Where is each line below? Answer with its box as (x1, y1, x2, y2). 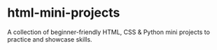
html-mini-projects (7, 5, 120, 21)
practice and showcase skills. (7, 35, 92, 43)
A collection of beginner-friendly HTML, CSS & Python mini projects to (7, 28, 210, 36)
